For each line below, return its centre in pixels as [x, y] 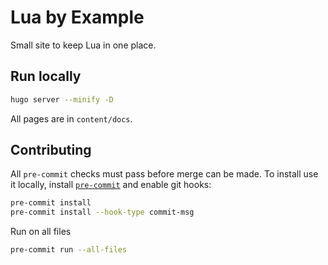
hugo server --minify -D [62, 99]
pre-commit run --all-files [69, 250]
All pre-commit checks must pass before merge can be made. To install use [164, 174]
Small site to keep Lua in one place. [83, 45]
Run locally [46, 76]
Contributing [51, 150]
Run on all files [41, 232]
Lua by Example [77, 17]
